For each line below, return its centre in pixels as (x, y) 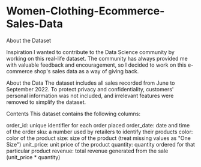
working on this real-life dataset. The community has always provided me (97, 58)
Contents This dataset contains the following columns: (73, 114)
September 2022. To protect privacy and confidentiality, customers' (90, 89)
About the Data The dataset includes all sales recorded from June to (91, 83)
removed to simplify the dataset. (46, 102)
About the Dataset (28, 40)
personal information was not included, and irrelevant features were (90, 96)
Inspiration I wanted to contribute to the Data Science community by (91, 52)
